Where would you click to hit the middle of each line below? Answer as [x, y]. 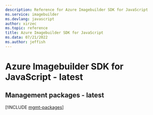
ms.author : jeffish [25, 42]
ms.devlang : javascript [30, 19]
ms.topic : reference [27, 28]
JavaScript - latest [44, 77]
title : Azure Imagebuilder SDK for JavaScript [54, 33]
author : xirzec [21, 24]
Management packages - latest [55, 95]
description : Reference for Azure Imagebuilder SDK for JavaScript [77, 10]
